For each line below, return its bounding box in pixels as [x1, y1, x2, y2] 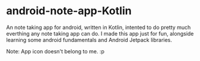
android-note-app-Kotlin [6, 4, 132, 18]
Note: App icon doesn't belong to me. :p [6, 47, 104, 54]
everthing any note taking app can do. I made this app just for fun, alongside [6, 30, 194, 37]
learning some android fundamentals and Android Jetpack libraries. [6, 36, 173, 43]
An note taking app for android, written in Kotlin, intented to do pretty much [6, 24, 191, 31]
